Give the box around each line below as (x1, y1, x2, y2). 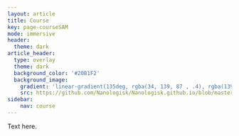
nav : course (20, 103, 55, 110)
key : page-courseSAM (7, 23, 69, 30)
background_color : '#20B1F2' (14, 69, 100, 76)
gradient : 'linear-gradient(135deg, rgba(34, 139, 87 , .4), (20, 83, 205, 90)
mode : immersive (7, 30, 55, 38)
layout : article (7, 10, 55, 18)
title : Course (7, 17, 50, 24)
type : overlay (14, 57, 55, 64)
